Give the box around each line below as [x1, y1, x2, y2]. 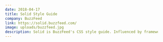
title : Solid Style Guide [5, 12, 57, 16]
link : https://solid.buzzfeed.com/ [5, 20, 77, 26]
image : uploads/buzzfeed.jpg [5, 25, 64, 30]
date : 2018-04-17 [5, 7, 40, 12]
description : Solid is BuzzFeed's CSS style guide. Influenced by [5, 29, 142, 34]
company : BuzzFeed [5, 16, 42, 21]
